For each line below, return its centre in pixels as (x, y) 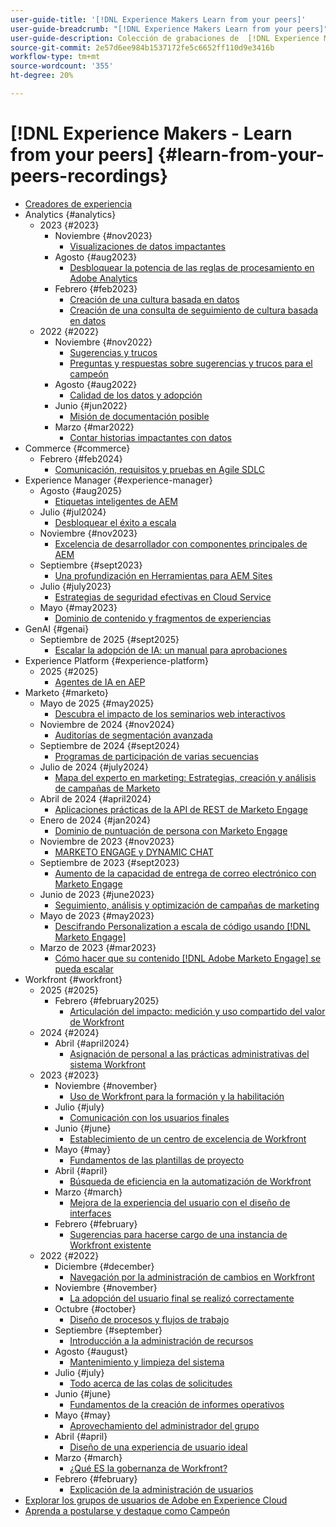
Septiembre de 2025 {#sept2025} (109, 639)
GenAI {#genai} (57, 628)
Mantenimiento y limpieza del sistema (147, 1362)
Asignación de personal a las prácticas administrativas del (189, 1053)
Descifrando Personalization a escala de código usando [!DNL (182, 926)
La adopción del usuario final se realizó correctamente (182, 1298)
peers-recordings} (89, 176)
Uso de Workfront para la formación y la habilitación (177, 1096)
